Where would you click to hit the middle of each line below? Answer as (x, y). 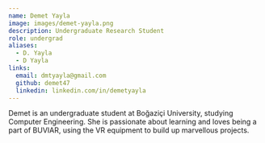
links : (19, 68)
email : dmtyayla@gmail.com (61, 76)
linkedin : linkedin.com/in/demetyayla (81, 90)
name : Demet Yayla (39, 16)
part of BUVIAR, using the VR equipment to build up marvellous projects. (129, 130)
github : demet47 (43, 83)
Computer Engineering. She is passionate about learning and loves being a (132, 122)
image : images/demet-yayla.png (61, 23)
